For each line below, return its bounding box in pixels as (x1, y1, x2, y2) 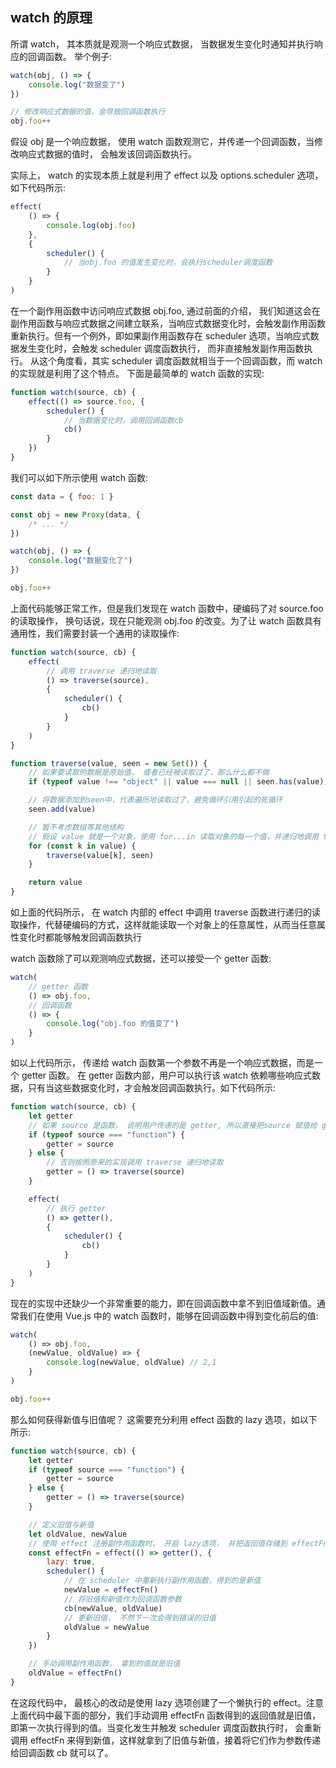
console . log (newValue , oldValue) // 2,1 (46, 1358, 217, 1368)
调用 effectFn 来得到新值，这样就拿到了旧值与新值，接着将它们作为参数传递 (10, 1734, 322, 1746)
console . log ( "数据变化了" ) (28, 556, 133, 566)
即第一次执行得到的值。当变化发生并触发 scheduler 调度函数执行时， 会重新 (10, 1721, 322, 1733)
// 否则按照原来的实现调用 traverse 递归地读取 (46, 1158, 224, 1168)
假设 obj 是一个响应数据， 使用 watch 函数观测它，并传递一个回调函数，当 (10, 136, 315, 148)
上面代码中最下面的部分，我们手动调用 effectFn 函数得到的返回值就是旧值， (10, 1709, 322, 1721)
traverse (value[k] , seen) (46, 850, 155, 860)
